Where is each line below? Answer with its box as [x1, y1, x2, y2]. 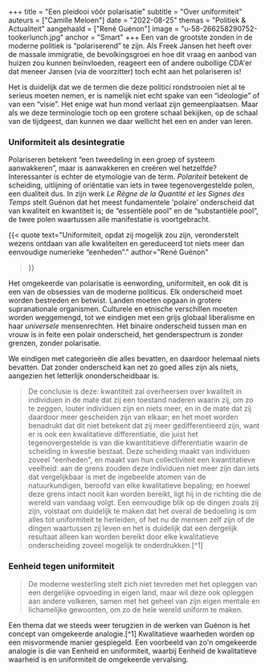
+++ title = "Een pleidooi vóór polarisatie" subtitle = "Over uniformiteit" [8, 7, 243, 16]
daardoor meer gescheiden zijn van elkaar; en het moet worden [27, 412, 238, 422]
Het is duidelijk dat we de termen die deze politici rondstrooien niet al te [8, 82, 246, 92]
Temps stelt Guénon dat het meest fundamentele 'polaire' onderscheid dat [8, 197, 255, 208]
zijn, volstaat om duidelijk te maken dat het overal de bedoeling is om [27, 506, 257, 516]
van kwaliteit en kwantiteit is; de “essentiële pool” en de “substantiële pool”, [8, 206, 259, 216]
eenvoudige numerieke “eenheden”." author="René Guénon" [8, 247, 209, 257]
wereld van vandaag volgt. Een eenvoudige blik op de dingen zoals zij [27, 498, 259, 508]
